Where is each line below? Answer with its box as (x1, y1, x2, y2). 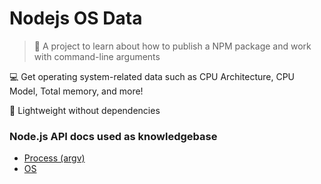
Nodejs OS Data (9, 7, 143, 30)
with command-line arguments (33, 50, 161, 62)
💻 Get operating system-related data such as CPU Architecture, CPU (9, 70, 296, 82)
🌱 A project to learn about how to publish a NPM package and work (33, 40, 312, 52)
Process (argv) (23, 152, 86, 164)
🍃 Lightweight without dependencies (9, 104, 161, 116)
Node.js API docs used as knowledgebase (9, 129, 218, 143)
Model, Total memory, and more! (9, 85, 144, 97)
